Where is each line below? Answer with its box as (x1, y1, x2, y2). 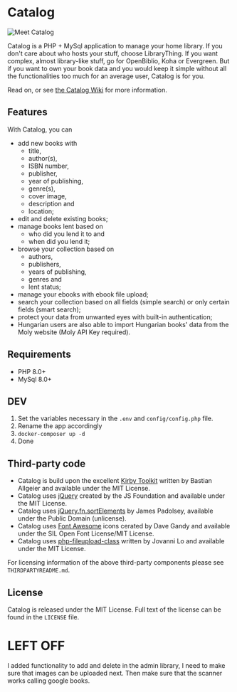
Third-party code (7, 457, 86, 469)
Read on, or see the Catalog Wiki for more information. (7, 85, 167, 94)
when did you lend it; (28, 237, 90, 245)
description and (28, 199, 75, 208)
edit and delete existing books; (17, 214, 108, 223)
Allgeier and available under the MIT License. (17, 484, 151, 493)
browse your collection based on (17, 245, 115, 253)
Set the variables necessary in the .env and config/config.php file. (17, 414, 214, 423)
